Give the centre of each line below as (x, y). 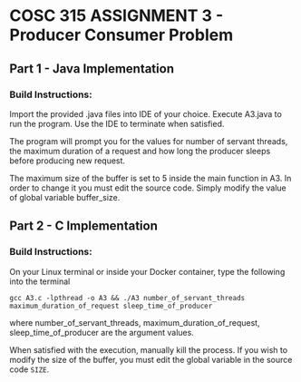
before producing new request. (67, 161)
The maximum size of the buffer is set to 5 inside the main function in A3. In (150, 178)
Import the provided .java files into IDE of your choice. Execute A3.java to (146, 113)
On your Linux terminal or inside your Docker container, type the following (147, 271)
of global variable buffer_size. (65, 197)
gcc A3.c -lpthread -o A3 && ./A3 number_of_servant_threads (127, 298)
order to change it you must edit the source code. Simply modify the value (148, 188)
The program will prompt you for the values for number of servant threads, (149, 141)
